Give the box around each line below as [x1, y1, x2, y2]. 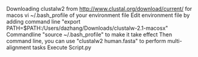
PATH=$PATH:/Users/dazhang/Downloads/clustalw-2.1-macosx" [6, 24, 168, 32]
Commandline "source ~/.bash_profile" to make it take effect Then [6, 31, 172, 38]
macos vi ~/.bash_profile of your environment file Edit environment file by [6, 12, 190, 19]
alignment [6, 44, 32, 51]
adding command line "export [6, 18, 81, 25]
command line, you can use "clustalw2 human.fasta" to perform [6, 38, 166, 44]
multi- [167, 38, 182, 44]
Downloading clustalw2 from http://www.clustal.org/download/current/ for [6, 5, 193, 12]
